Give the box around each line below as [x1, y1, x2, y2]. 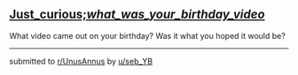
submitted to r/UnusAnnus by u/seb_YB [9, 56, 153, 66]
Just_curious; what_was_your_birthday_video [9, 7, 265, 22]
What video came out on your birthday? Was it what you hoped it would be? [9, 30, 286, 41]
